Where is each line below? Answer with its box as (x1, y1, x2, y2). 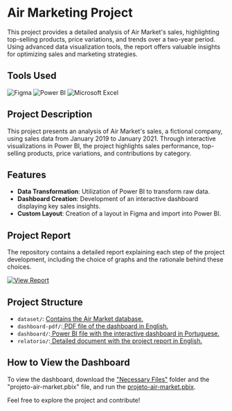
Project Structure (7, 296, 83, 308)
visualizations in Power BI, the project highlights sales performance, (7, 141, 201, 150)
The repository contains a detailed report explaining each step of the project (7, 248, 225, 256)
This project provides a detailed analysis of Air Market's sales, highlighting (7, 28, 220, 36)
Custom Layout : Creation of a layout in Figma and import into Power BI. (17, 209, 222, 218)
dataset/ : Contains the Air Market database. (17, 315, 143, 323)
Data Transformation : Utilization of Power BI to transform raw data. (17, 187, 210, 195)
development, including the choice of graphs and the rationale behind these (7, 255, 224, 264)
